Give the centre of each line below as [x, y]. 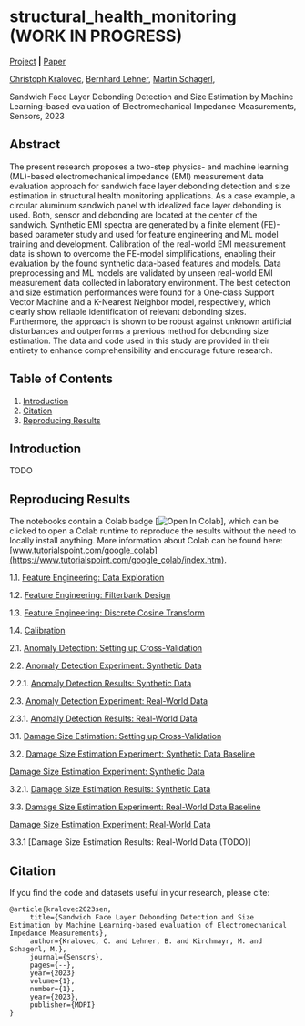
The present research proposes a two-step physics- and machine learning [149, 167]
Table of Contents [61, 379]
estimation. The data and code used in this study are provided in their [140, 340]
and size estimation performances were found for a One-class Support [142, 292]
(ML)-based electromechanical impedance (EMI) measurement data [137, 176]
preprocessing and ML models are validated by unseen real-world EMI [141, 273]
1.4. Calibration [37, 631]
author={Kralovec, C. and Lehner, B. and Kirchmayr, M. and [146, 941]
